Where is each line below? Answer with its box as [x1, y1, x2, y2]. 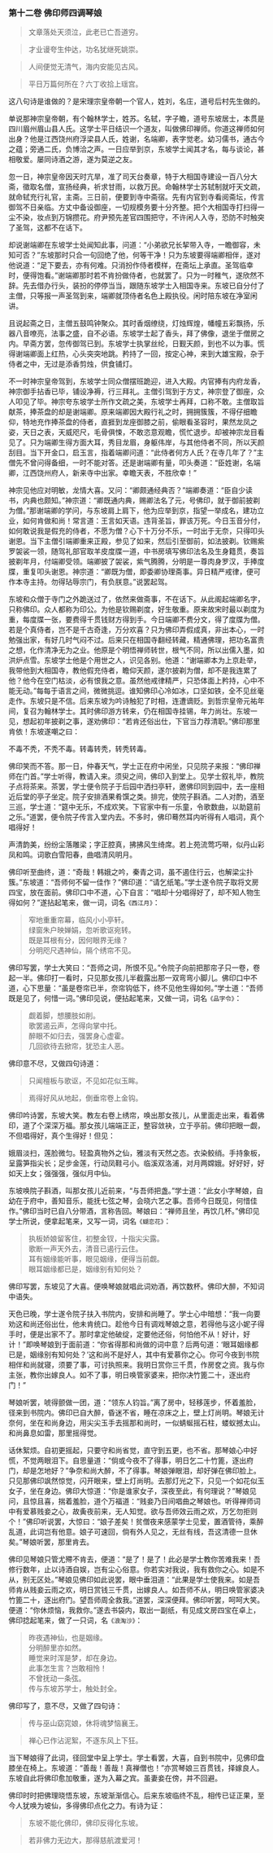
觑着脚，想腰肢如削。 [28, 1011, 100, 1021]
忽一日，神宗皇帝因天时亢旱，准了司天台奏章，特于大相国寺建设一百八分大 [8, 172, 258, 182]
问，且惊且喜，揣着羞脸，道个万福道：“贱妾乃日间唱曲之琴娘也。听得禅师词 [8, 1496, 262, 1506]
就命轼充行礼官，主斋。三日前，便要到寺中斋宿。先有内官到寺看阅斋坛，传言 [8, 192, 265, 202]
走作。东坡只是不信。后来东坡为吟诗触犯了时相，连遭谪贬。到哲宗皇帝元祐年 [8, 696, 265, 706]
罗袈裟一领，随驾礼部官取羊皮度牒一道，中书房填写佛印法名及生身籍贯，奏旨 [8, 547, 265, 556]
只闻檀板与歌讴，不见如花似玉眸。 [28, 1076, 143, 1086]
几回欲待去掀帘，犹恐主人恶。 [28, 1041, 128, 1052]
